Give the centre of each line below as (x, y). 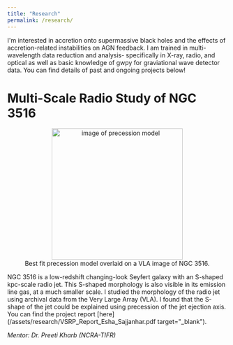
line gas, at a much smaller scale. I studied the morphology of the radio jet (114, 292)
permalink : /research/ (40, 20)
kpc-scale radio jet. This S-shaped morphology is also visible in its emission (116, 285)
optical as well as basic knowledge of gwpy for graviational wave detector (114, 62)
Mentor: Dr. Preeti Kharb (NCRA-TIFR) (62, 335)
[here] (106, 314)
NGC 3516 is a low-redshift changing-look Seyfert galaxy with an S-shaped (115, 277)
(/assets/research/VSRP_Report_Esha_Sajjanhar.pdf (82, 322)
